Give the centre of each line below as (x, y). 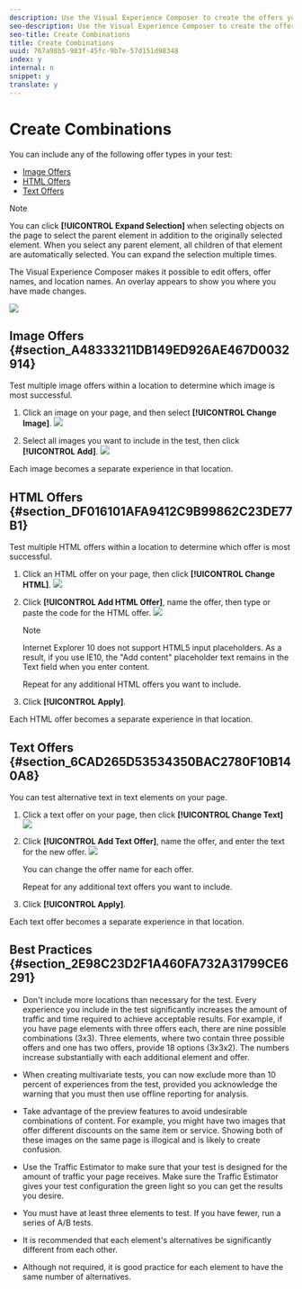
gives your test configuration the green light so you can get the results (152, 1185)
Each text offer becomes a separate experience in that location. (127, 922)
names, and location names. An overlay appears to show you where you (143, 281)
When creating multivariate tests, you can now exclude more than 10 (149, 1074)
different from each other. (70, 1249)
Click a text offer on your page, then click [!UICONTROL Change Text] (153, 815)
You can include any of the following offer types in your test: (121, 154)
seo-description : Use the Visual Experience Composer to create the (140, 26)
